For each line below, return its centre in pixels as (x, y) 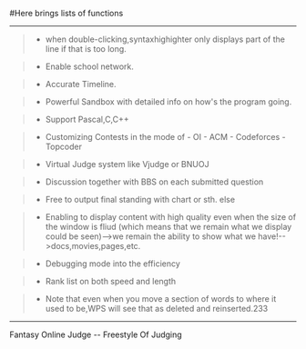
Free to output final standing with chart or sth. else (140, 199)
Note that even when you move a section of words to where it (161, 299)
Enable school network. (90, 66)
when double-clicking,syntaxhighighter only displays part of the (165, 39)
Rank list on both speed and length (111, 281)
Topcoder (63, 146)
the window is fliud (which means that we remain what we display (168, 227)
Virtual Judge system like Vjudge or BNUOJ (127, 164)
